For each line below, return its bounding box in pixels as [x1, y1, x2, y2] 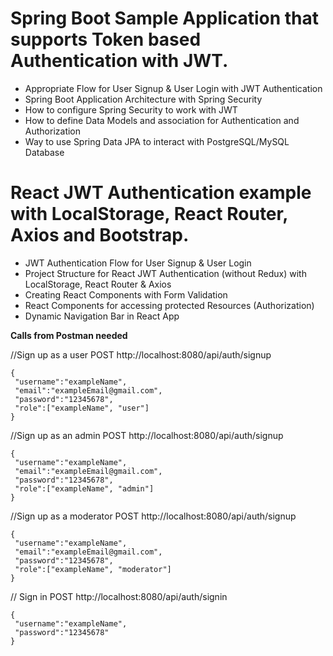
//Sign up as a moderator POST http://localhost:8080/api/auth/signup [10, 510, 297, 522]
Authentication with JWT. [10, 50, 229, 72]
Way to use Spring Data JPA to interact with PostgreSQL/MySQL [24, 135, 290, 147]
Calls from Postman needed [10, 329, 128, 341]
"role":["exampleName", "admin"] [14, 483, 155, 494]
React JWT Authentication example [10, 182, 312, 204]
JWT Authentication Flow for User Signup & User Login [24, 257, 252, 269]
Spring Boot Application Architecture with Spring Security [24, 93, 263, 105]
